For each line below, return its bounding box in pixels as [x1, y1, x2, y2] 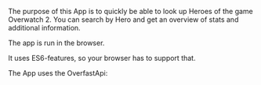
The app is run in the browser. [8, 38, 105, 48]
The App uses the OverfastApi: [8, 69, 108, 77]
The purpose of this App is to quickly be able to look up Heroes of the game [8, 7, 253, 16]
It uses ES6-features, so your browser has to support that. [8, 54, 196, 62]
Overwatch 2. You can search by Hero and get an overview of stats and [8, 15, 239, 24]
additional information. [8, 23, 81, 32]
